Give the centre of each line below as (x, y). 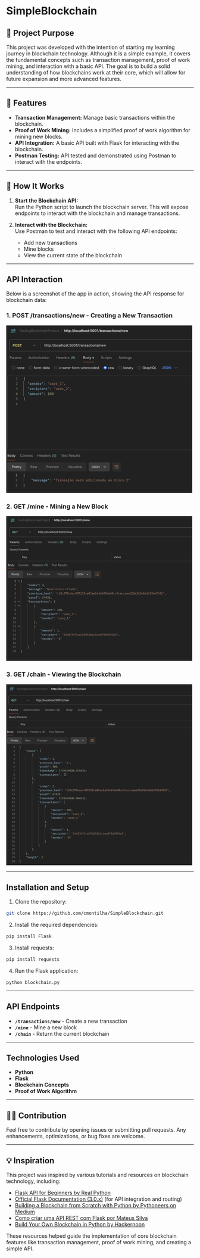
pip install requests (33, 960)
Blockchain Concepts (42, 1085)
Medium (25, 1212)
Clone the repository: (41, 902)
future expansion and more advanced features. (64, 79)
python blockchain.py (33, 982)
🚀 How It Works (35, 186)
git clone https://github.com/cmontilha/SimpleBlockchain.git (85, 913)
